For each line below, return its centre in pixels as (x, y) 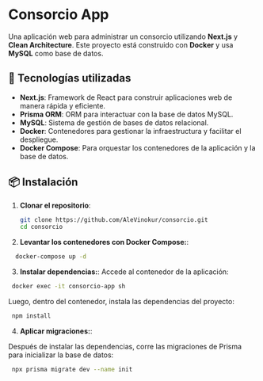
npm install (31, 316)
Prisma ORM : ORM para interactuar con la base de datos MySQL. (126, 114)
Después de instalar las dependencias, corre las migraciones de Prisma (125, 346)
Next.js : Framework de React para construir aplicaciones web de (126, 97)
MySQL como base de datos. (56, 53)
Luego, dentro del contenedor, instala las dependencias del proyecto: (122, 302)
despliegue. (39, 139)
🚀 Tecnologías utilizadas (70, 78)
